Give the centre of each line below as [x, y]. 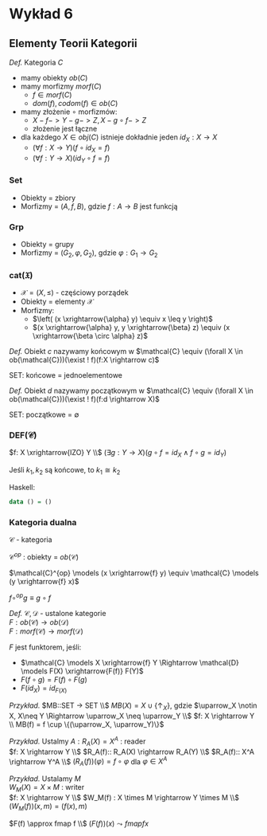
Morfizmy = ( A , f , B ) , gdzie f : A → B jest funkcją [99, 206]
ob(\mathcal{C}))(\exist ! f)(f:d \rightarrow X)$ [84, 399]
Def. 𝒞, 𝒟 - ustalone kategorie [58, 614]
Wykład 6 [41, 14]
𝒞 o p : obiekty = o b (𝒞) [44, 556]
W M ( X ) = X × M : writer [47, 788]
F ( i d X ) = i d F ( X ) [44, 689]
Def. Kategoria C [36, 62]
